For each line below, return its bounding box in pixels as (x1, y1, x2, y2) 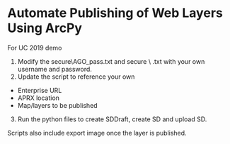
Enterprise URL (17, 86, 62, 94)
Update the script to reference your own (17, 72, 135, 81)
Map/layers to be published (17, 101, 98, 109)
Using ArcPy (7, 20, 83, 36)
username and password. (17, 65, 92, 73)
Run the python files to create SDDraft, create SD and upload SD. (17, 115, 207, 123)
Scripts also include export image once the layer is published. (7, 128, 187, 137)
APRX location (17, 94, 60, 102)
